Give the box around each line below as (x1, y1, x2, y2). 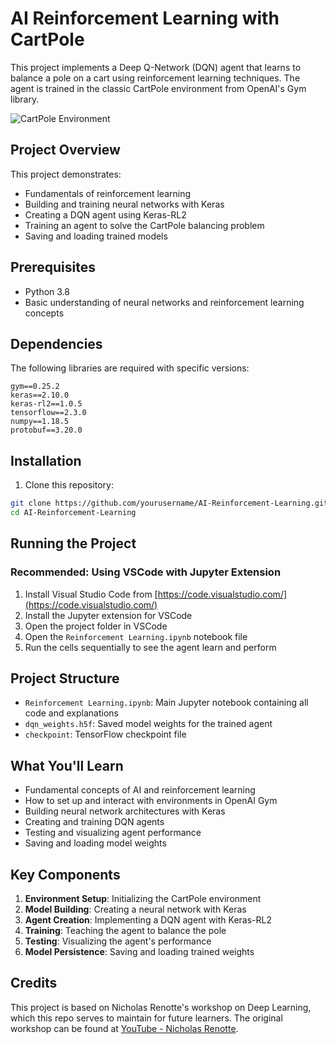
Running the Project (10, 535, 137, 552)
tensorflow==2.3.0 (10, 408, 87, 418)
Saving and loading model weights (24, 837, 167, 849)
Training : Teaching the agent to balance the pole (24, 925, 227, 937)
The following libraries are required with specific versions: (10, 362, 250, 374)
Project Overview (10, 142, 121, 159)
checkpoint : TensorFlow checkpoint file (24, 728, 187, 741)
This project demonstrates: (10, 168, 122, 180)
